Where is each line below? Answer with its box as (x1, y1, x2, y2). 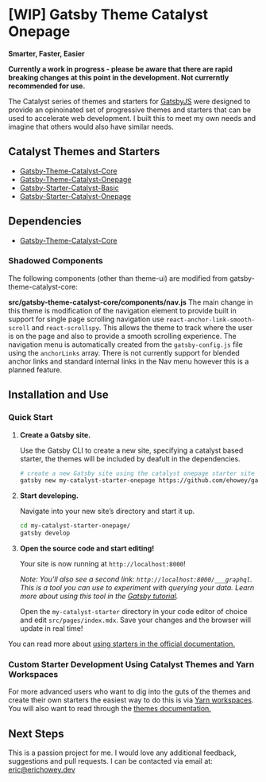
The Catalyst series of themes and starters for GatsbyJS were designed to (8, 96, 251, 106)
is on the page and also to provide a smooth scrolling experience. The (8, 331, 237, 340)
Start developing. (19, 491, 79, 500)
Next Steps (8, 726, 64, 741)
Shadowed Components (8, 255, 103, 267)
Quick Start (8, 412, 53, 423)
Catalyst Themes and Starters (8, 145, 160, 158)
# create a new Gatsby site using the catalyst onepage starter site (19, 469, 256, 477)
